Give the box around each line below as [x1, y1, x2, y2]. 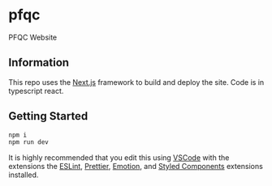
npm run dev [8, 138, 49, 146]
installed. [8, 170, 39, 180]
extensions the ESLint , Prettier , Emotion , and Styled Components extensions [8, 162, 264, 171]
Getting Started [8, 109, 89, 123]
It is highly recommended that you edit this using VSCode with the [8, 153, 230, 163]
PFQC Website [8, 32, 58, 42]
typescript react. [8, 86, 64, 95]
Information [8, 56, 70, 70]
